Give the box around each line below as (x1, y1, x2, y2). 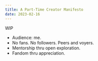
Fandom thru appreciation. (12, 50, 65, 56)
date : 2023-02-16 (5, 12, 40, 17)
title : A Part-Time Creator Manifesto (5, 7, 83, 12)
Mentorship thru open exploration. (12, 45, 81, 51)
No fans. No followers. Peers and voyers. (12, 40, 94, 45)
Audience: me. (12, 35, 41, 41)
